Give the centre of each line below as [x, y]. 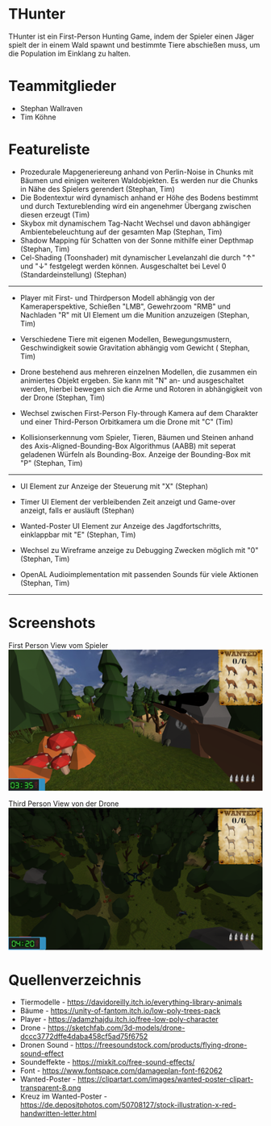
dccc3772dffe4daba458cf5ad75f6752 [84, 1037]
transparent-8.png [50, 1088]
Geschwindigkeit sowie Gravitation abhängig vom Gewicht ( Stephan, [135, 347]
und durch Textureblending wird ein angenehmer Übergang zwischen [135, 206]
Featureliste [49, 150]
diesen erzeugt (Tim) [55, 214]
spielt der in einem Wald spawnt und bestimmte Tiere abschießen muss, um [134, 44]
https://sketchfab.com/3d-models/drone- [117, 1028]
